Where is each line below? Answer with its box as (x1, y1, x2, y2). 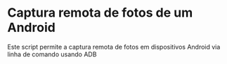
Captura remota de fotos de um (7, 5, 193, 21)
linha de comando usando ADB (7, 50, 97, 58)
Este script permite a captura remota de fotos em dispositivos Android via (7, 42, 221, 51)
